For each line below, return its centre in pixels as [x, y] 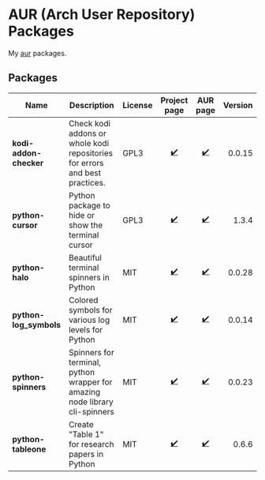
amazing [84, 392]
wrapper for [90, 382]
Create [81, 424]
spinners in [89, 277]
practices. [87, 182]
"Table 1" [86, 434]
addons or [87, 133]
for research [91, 444]
